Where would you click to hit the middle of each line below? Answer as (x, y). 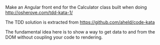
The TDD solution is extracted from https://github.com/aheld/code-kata (80, 22)
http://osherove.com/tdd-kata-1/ (39, 12)
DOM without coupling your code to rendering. (54, 37)
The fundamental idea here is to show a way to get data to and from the (80, 32)
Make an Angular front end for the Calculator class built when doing (76, 7)
